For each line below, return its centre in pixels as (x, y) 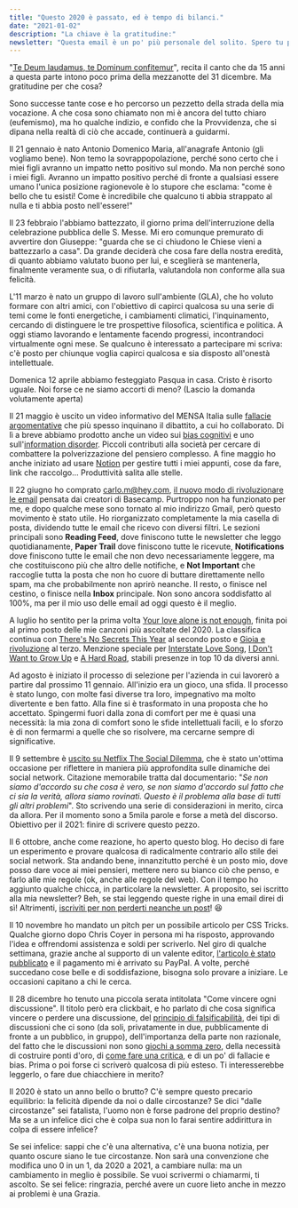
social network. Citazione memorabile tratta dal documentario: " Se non (139, 777)
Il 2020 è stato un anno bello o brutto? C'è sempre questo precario (131, 1092)
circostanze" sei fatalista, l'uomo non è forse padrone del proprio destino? (145, 1110)
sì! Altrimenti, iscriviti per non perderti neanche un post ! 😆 (116, 908)
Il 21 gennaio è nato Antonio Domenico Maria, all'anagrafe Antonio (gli (137, 149)
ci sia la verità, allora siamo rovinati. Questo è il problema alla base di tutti (145, 797)
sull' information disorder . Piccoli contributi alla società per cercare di (135, 444)
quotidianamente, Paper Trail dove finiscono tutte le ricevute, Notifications (147, 546)
